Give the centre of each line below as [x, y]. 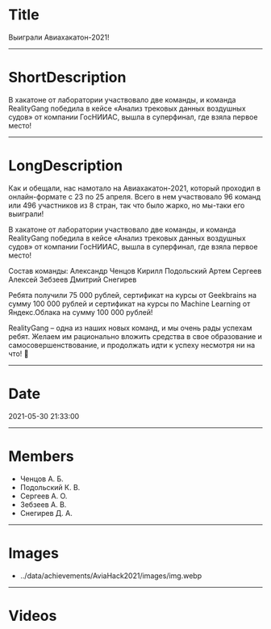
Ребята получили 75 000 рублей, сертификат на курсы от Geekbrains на [132, 295]
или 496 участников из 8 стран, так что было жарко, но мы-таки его [127, 205]
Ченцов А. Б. [42, 479]
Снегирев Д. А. [46, 513]
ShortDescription [67, 78]
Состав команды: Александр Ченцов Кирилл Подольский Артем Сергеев [135, 270]
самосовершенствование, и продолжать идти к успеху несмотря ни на [132, 345]
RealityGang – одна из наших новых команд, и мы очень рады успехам [130, 328]
